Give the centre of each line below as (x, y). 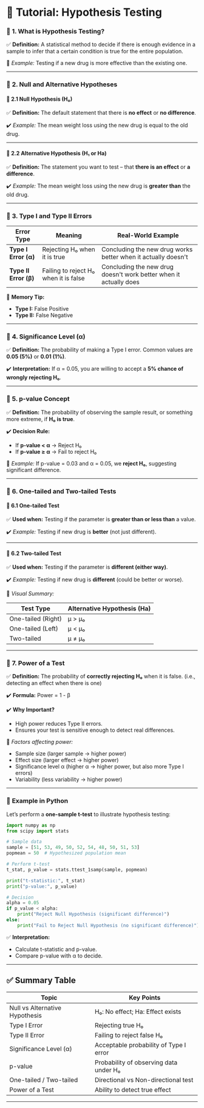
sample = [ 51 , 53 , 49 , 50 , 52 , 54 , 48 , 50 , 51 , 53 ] (73, 848)
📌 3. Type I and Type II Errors (49, 216)
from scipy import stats (38, 831)
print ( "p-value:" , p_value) (42, 886)
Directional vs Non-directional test (144, 1079)
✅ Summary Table (41, 980)
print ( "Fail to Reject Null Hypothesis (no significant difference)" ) (108, 925)
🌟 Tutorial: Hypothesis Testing (84, 12)
